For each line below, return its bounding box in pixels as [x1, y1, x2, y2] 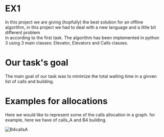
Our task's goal [5, 57, 69, 68]
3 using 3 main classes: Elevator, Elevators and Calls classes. [5, 40, 129, 46]
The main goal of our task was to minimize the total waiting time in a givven [5, 73, 157, 79]
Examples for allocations [5, 96, 108, 107]
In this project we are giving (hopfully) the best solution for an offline [5, 19, 143, 25]
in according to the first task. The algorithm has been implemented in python [5, 35, 160, 41]
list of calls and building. [5, 78, 54, 84]
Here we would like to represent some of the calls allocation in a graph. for [5, 112, 155, 117]
